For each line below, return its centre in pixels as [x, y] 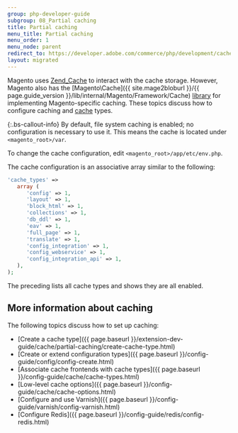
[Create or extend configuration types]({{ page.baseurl [98, 354]
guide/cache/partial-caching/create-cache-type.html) [96, 346]
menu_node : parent [34, 47]
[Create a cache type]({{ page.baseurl [73, 339]
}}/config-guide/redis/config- [161, 414]
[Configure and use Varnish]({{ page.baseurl [83, 399]
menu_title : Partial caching [50, 34]
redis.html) [33, 422]
